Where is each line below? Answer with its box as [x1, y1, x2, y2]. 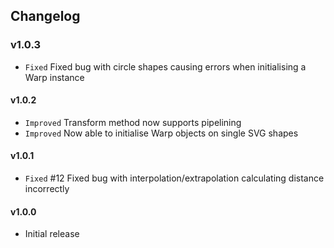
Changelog [10, 8, 81, 25]
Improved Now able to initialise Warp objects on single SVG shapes [24, 127, 299, 139]
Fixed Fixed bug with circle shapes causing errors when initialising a [24, 60, 307, 73]
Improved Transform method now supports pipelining [24, 116, 242, 128]
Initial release [24, 228, 80, 240]
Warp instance [24, 71, 85, 83]
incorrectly [24, 183, 70, 195]
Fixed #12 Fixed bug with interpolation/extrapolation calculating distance [24, 172, 325, 184]
